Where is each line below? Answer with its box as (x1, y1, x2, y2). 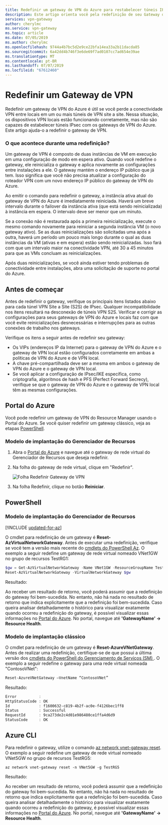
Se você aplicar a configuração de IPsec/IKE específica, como (12, 371, 141, 377)
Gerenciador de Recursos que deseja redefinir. (12, 455, 109, 461)
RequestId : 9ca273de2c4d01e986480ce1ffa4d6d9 (5, 713, 115, 718)
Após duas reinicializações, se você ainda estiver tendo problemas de (5, 260, 149, 266)
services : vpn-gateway (5, 17, 52, 22)
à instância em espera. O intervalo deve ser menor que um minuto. (5, 209, 142, 215)
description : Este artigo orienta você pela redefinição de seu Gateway (5, 12, 160, 17)
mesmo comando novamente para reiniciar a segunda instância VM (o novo (5, 224, 161, 230)
